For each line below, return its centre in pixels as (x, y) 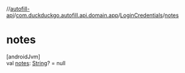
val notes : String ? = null (36, 63)
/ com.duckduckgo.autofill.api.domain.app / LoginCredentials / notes (96, 15)
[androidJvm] (24, 57)
